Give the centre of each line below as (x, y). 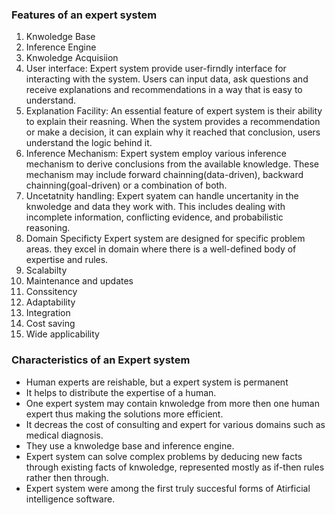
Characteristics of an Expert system (101, 360)
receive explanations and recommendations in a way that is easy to (164, 90)
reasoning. (48, 228)
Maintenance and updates (79, 281)
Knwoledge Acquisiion (72, 58)
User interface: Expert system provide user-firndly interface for (156, 69)
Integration (48, 313)
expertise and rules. (67, 260)
